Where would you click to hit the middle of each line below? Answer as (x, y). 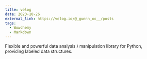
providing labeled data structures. (39, 51)
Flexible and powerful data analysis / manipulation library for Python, (74, 46)
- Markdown (20, 32)
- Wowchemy (20, 28)
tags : (10, 23)
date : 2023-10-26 (23, 14)
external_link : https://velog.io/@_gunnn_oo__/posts (59, 19)
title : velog (18, 10)
